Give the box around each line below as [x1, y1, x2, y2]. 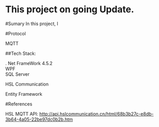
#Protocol [5, 30, 26, 36]
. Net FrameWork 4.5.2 [5, 60, 53, 66]
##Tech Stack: [5, 50, 36, 56]
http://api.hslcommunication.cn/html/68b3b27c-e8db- [39, 111, 154, 117]
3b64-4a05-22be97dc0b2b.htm [5, 116, 73, 122]
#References [5, 101, 32, 107]
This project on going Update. [5, 4, 134, 15]
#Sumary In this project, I [5, 20, 58, 27]
